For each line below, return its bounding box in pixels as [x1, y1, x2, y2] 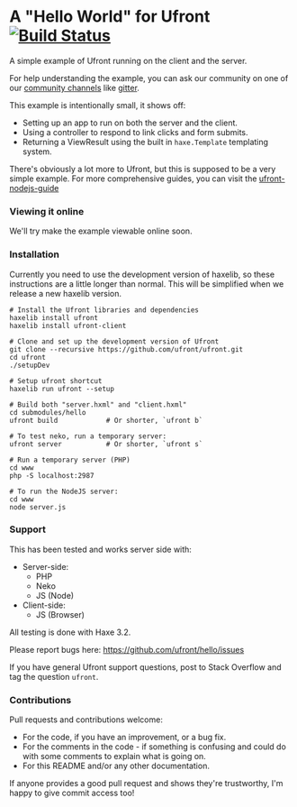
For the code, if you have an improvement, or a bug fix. [22, 732, 227, 743]
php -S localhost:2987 [9, 471, 94, 480]
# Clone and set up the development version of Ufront [9, 336, 220, 346]
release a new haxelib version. [9, 288, 122, 298]
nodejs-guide [9, 182, 59, 193]
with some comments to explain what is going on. [22, 751, 207, 762]
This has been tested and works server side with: [9, 544, 192, 555]
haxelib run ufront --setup [9, 384, 115, 393]
